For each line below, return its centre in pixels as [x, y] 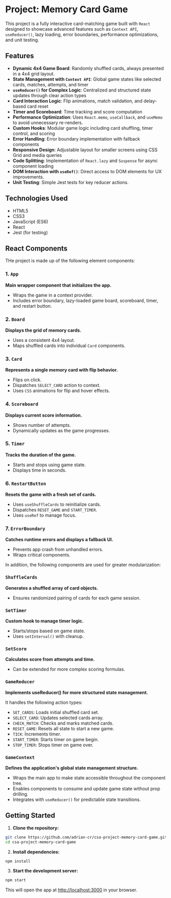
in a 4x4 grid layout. [34, 74]
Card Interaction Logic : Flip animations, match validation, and [77, 101]
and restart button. [32, 306]
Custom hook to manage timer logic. [45, 621]
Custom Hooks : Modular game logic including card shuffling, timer [83, 128]
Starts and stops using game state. [49, 465]
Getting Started [30, 815]
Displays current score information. [44, 415]
